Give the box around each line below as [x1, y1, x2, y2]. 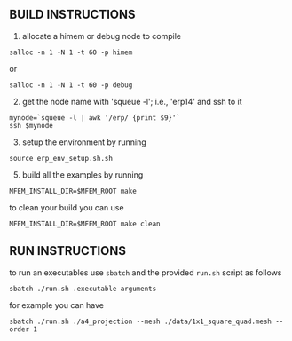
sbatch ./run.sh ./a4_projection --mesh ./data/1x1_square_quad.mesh [9, 317, 272, 326]
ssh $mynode [9, 121, 53, 130]
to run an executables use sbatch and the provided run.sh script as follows [9, 266, 282, 278]
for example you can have [9, 299, 105, 310]
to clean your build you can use [9, 202, 124, 212]
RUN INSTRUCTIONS [9, 243, 127, 258]
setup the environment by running [21, 137, 146, 147]
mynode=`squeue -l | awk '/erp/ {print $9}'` [9, 113, 180, 123]
